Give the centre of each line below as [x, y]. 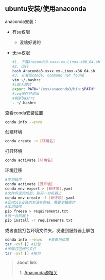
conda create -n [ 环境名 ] [30, 141]
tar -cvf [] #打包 [23, 244]
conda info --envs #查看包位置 [37, 239]
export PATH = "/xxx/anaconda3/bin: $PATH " [53, 89]
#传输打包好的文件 [21, 249]
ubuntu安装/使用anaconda [46, 9]
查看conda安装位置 [24, 113]
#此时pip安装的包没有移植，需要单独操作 [40, 202]
